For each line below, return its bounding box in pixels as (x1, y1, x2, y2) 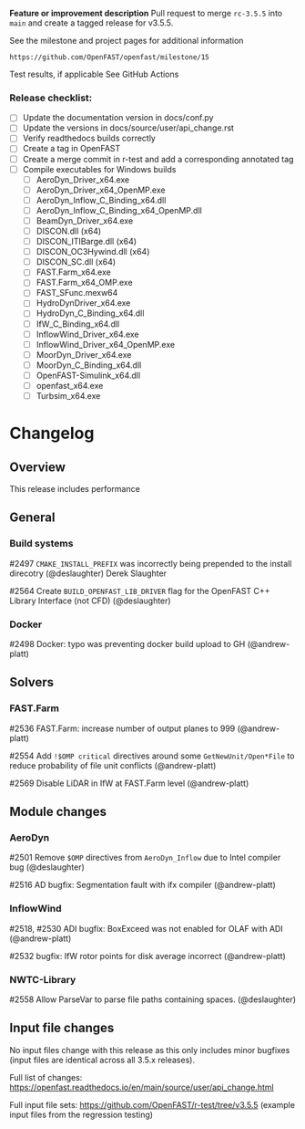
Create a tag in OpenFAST (22, 143, 121, 154)
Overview (9, 459, 66, 475)
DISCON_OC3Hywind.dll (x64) (36, 246, 150, 257)
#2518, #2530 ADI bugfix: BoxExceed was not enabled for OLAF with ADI (9, 923, 284, 934)
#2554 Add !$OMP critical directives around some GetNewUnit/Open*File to (9, 750, 295, 761)
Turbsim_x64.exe (36, 390, 101, 401)
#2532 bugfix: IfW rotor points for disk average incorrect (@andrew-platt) (9, 950, 287, 961)
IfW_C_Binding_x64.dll (36, 319, 120, 329)
